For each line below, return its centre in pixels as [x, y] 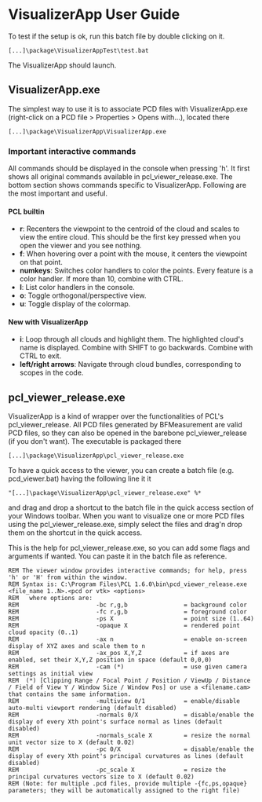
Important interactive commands [72, 151]
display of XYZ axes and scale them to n [77, 646]
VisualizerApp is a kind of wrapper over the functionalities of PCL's [116, 416]
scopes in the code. [51, 373]
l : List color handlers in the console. [77, 287]
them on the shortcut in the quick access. [75, 533]
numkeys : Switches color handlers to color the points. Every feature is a [136, 271]
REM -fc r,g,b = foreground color [127, 612]
